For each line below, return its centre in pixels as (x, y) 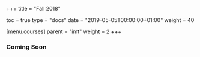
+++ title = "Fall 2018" (34, 9)
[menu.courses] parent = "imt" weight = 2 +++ (64, 31)
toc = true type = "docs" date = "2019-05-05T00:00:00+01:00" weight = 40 (100, 20)
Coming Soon (26, 47)
